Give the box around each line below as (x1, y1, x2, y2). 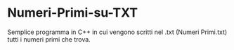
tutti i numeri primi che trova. (7, 35, 91, 43)
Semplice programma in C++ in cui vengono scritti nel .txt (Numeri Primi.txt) (7, 28, 228, 36)
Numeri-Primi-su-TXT (7, 5, 138, 21)
